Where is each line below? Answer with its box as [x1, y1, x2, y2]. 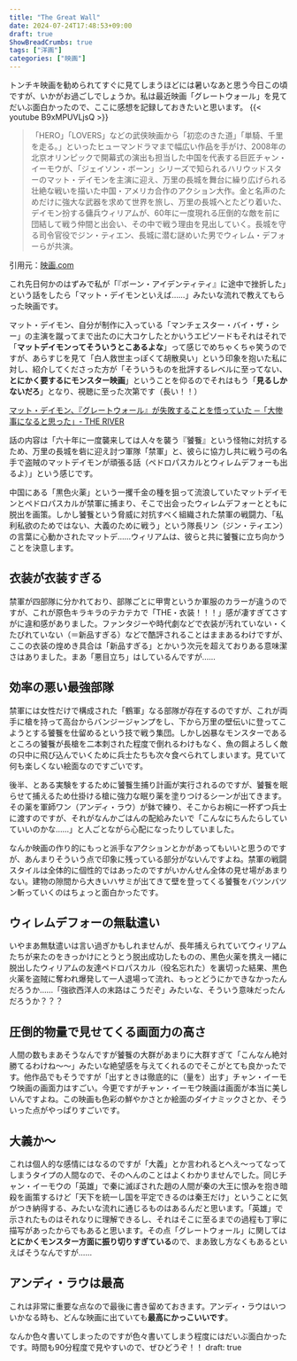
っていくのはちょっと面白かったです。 [24, 887, 164, 897]
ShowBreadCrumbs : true [9, 37, 93, 47]
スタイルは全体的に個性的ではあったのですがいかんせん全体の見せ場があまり [9, 864, 288, 875]
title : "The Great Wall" [9, 12, 101, 22]
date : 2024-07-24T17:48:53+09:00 [9, 21, 133, 30]
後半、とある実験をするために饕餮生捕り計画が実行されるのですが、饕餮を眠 [9, 779, 288, 790]
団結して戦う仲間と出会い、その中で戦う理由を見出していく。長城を [30, 219, 278, 229]
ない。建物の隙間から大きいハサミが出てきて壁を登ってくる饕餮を [9, 875, 249, 887]
